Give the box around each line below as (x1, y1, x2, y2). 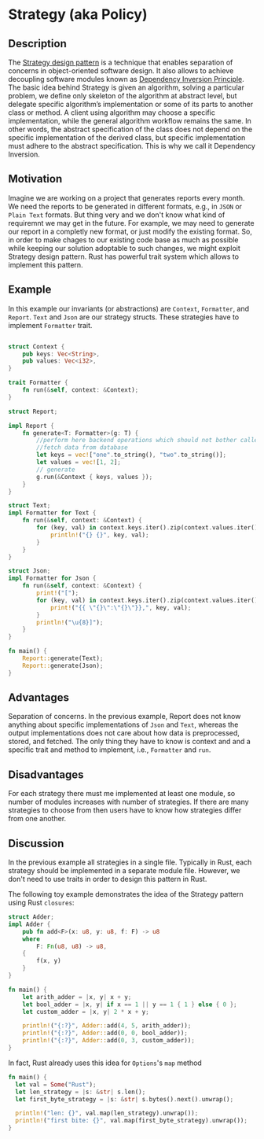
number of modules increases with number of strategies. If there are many (8, 797, 249, 807)
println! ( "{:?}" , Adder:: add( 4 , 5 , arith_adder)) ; (22, 1022, 192, 1030)
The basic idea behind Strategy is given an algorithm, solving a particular (8, 83, 245, 92)
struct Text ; (8, 502, 51, 510)
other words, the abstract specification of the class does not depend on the (8, 124, 253, 134)
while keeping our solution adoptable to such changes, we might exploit (8, 243, 241, 252)
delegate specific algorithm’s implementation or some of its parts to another (8, 100, 254, 109)
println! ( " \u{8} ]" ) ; (36, 618, 104, 626)
